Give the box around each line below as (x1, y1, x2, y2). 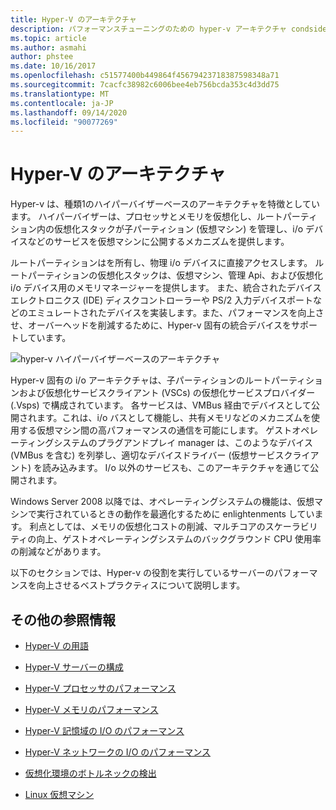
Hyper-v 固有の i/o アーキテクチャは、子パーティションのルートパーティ (10, 374, 307, 386)
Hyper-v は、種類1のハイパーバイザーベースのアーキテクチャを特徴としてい (10, 198, 320, 210)
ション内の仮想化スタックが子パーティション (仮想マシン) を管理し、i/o (10, 223, 304, 235)
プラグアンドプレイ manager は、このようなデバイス (96, 437, 313, 449)
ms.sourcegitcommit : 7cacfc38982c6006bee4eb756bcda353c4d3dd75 (10, 80, 280, 90)
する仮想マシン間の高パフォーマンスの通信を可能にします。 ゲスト (18, 424, 293, 436)
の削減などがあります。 (10, 546, 107, 558)
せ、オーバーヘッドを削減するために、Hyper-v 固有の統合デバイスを (10, 319, 292, 331)
